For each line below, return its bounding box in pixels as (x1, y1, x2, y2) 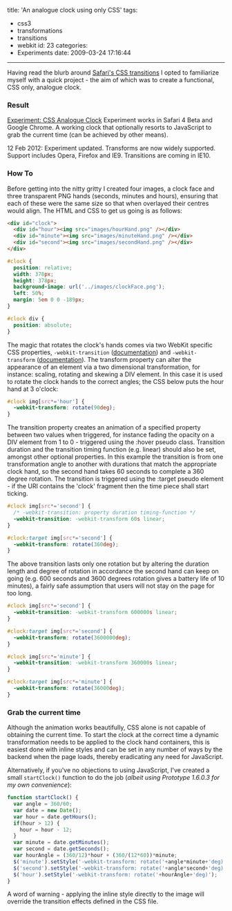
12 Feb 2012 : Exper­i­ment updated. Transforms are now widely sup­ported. (7, 144, 216, 153)
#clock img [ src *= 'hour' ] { (7, 398, 85, 405)
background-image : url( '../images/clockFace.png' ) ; (13, 283, 166, 291)
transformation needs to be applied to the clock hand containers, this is (7, 738, 211, 747)
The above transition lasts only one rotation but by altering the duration (7, 559, 209, 568)
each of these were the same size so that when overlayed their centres (7, 199, 209, 207)
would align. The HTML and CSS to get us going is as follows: (7, 207, 183, 215)
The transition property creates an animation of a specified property (7, 423, 202, 432)
